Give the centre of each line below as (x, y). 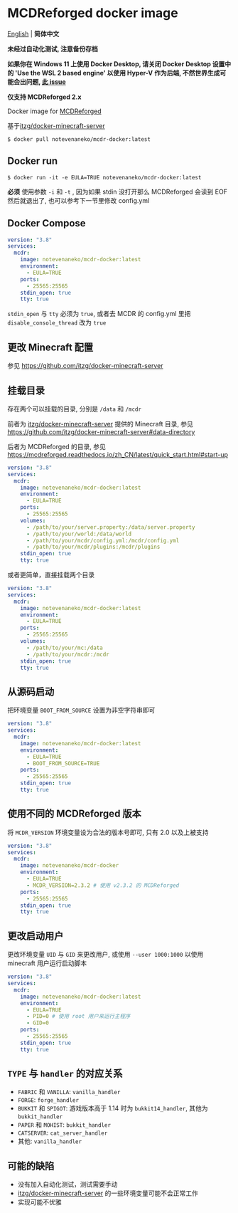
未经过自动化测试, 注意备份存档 (53, 48)
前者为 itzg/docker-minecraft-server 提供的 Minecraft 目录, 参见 (101, 424)
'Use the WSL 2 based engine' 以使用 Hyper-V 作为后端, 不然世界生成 (118, 73)
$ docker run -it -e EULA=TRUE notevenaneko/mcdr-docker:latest (104, 177)
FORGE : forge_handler (48, 1100)
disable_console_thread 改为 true (57, 322)
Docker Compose (47, 223)
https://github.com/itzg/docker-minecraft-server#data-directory (101, 431)
